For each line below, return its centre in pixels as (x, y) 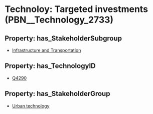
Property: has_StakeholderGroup (57, 94)
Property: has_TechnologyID (50, 66)
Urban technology (31, 105)
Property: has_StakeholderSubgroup (63, 38)
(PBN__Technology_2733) (59, 20)
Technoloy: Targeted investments (76, 9)
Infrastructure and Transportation (46, 50)
